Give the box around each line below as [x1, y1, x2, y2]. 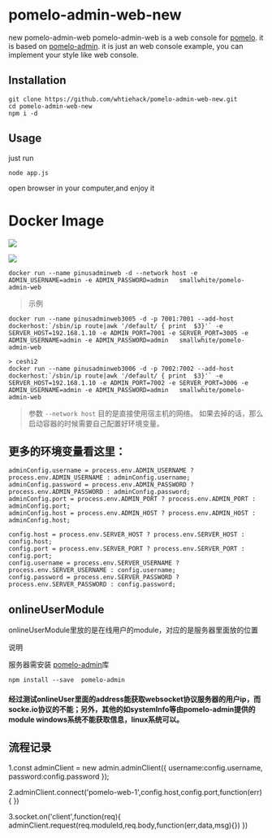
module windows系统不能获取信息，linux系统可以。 [8, 714, 184, 724]
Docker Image [8, 212, 105, 229]
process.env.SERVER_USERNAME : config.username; [8, 566, 176, 574]
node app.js [8, 168, 49, 177]
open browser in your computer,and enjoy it [8, 183, 155, 193]
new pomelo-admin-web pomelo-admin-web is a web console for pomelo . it [8, 33, 264, 42]
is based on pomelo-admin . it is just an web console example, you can [8, 41, 244, 50]
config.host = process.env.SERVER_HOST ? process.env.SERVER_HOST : [8, 530, 245, 539]
